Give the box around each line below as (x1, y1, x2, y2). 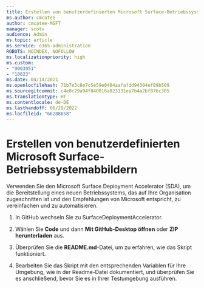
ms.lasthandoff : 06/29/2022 (6, 105, 78, 111)
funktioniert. (15, 250, 46, 258)
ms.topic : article (6, 37, 53, 43)
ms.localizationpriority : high (6, 54, 86, 60)
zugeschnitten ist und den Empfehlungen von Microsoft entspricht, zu (6, 196, 181, 203)
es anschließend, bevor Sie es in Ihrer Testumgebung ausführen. (15, 275, 177, 283)
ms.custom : (6, 60, 34, 66)
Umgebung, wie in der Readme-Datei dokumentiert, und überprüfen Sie (15, 269, 194, 276)
